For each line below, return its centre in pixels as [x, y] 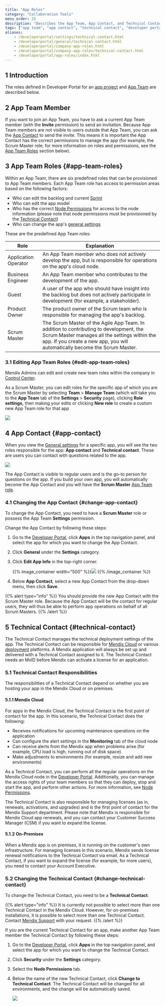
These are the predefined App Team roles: [48, 233]
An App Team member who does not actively [94, 254]
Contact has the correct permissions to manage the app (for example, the [79, 140]
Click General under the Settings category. [56, 552]
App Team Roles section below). [38, 151]
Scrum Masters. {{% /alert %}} [36, 612]
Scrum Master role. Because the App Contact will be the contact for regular [81, 601]
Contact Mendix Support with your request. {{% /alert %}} [64, 921]
